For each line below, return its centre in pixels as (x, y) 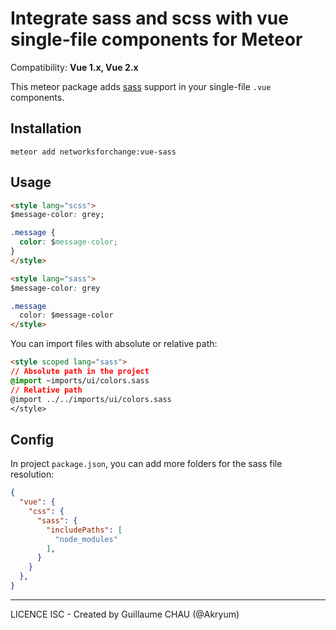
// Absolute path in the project (80, 372)
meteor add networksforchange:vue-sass (93, 152)
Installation (46, 128)
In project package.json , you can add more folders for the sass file (146, 464)
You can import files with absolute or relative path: (114, 344)
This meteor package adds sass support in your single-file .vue (141, 86)
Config (32, 439)
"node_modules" (86, 539)
